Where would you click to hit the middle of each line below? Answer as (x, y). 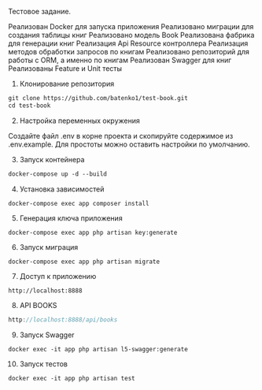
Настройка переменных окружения (79, 121)
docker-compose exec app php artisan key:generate (93, 232)
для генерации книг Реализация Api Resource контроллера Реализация (128, 43)
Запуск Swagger (47, 335)
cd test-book (30, 106)
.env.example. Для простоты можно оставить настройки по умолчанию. (129, 144)
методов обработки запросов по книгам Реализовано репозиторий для (129, 52)
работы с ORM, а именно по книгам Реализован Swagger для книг (120, 60)
